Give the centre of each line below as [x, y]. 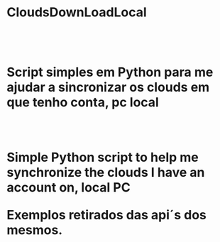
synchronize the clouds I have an [106, 173]
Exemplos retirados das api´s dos [107, 215]
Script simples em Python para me [110, 72]
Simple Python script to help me [103, 158]
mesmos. [35, 230]
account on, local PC [68, 188]
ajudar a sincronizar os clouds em [108, 88]
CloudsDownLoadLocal [77, 12]
